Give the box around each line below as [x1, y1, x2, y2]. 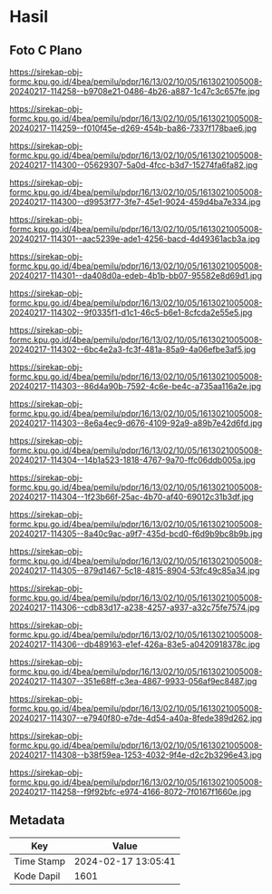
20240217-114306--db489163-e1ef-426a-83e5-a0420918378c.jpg [9, 639, 260, 650]
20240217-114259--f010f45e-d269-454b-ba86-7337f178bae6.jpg [9, 123, 257, 133]
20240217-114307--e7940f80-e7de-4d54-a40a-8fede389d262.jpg [9, 712, 263, 723]
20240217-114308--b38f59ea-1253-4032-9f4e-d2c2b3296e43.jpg [9, 750, 262, 760]
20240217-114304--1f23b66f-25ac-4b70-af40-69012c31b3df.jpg [9, 492, 254, 502]
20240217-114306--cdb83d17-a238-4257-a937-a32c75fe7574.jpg [9, 602, 260, 613]
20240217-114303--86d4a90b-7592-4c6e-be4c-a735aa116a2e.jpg [9, 381, 261, 391]
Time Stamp [14, 855, 66, 868]
